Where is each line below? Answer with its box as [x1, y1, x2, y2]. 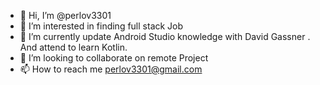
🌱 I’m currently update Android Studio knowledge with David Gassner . [19, 31, 311, 42]
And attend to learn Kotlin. [19, 41, 128, 53]
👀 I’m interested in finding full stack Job [19, 20, 184, 32]
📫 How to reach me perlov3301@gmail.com [19, 63, 203, 75]
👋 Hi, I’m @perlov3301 [19, 10, 112, 21]
